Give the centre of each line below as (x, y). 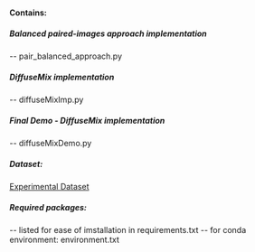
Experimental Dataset (49, 187)
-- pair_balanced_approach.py (66, 56)
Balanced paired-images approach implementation (109, 33)
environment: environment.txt (65, 240)
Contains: (28, 13)
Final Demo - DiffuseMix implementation (87, 120)
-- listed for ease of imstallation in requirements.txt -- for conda (128, 230)
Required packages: (48, 207)
